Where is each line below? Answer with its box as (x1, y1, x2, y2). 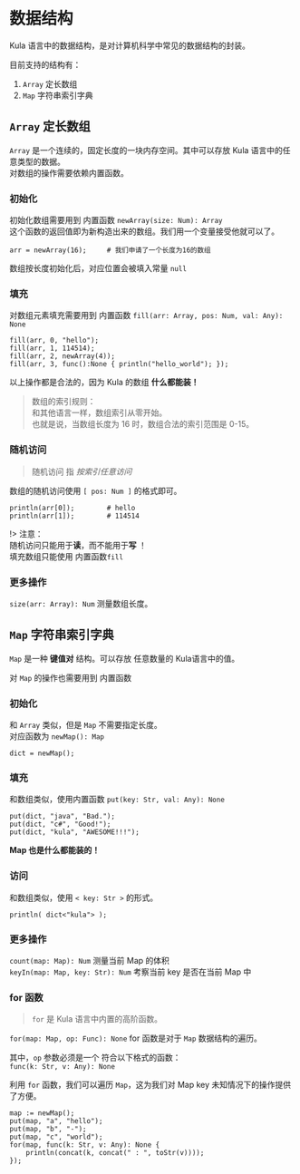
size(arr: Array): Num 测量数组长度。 (9, 597, 153, 608)
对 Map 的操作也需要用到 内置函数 (9, 672, 132, 683)
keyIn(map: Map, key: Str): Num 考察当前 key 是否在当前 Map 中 (9, 966, 252, 977)
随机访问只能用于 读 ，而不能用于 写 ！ (9, 539, 147, 550)
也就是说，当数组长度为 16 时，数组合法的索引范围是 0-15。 (31, 419, 255, 430)
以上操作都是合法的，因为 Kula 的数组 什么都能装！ (9, 377, 199, 388)
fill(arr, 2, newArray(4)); (9, 352, 116, 361)
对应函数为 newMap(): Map (9, 731, 105, 742)
